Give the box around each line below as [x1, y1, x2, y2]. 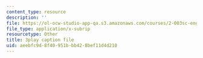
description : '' [6, 14, 47, 21]
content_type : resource [6, 8, 66, 15]
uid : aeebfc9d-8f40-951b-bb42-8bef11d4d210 [6, 43, 118, 49]
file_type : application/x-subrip [6, 25, 91, 32]
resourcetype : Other [6, 31, 59, 37]
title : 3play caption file [6, 37, 74, 43]
